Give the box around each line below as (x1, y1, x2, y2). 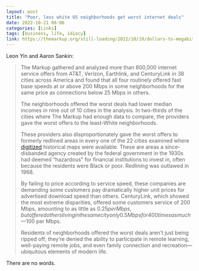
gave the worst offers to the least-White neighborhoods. (20, 120, 158, 126)
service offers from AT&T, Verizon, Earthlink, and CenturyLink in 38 (20, 70, 185, 77)
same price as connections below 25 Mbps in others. (20, 89, 150, 96)
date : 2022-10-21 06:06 (6, 20, 65, 25)
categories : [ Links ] (6, 25, 57, 31)
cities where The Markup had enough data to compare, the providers (20, 113, 190, 120)
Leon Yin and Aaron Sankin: (6, 53, 74, 59)
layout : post (6, 8, 38, 15)
